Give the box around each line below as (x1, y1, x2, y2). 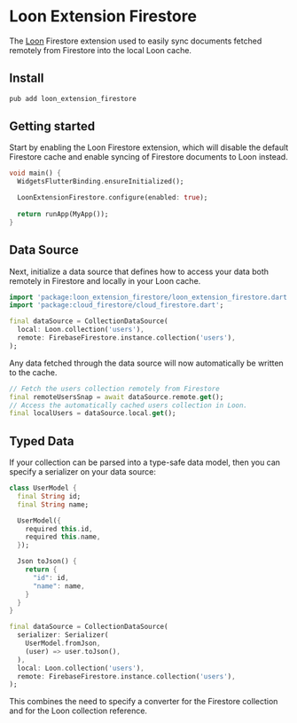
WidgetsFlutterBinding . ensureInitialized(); (17, 177, 184, 186)
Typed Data (9, 433, 74, 449)
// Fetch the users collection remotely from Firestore (9, 384, 220, 393)
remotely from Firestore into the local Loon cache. (9, 44, 192, 55)
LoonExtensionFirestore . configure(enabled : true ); (17, 193, 208, 202)
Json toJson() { (17, 557, 77, 566)
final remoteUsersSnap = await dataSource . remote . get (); (9, 392, 224, 401)
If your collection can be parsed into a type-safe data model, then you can (9, 457, 281, 468)
